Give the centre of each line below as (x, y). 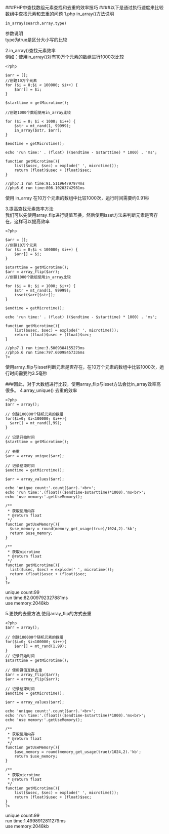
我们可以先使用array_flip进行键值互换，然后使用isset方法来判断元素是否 (79, 215)
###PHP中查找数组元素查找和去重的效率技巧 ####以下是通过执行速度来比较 (85, 7)
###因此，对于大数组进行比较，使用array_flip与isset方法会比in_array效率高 (83, 384)
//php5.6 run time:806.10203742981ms (45, 188)
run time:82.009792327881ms (37, 598)
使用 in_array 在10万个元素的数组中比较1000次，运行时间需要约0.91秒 (77, 198)
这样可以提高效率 (32, 221)
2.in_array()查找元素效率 (30, 50)
